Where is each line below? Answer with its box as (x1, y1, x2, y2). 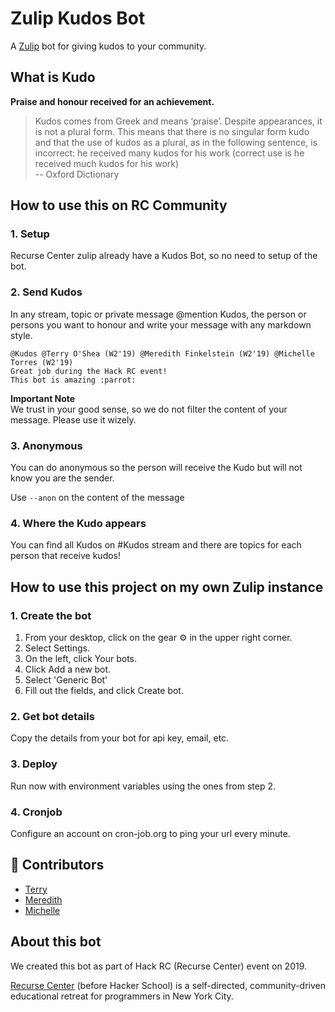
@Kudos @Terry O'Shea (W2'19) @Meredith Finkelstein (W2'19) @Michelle (10, 348, 315, 359)
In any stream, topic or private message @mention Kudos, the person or (10, 308, 307, 320)
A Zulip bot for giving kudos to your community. (10, 40, 207, 52)
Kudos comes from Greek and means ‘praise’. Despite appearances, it (34, 115, 323, 127)
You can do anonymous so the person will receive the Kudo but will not (10, 462, 303, 474)
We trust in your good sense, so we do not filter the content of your (10, 403, 288, 415)
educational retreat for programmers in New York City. (10, 990, 234, 1002)
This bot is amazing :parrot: (10, 375, 137, 385)
